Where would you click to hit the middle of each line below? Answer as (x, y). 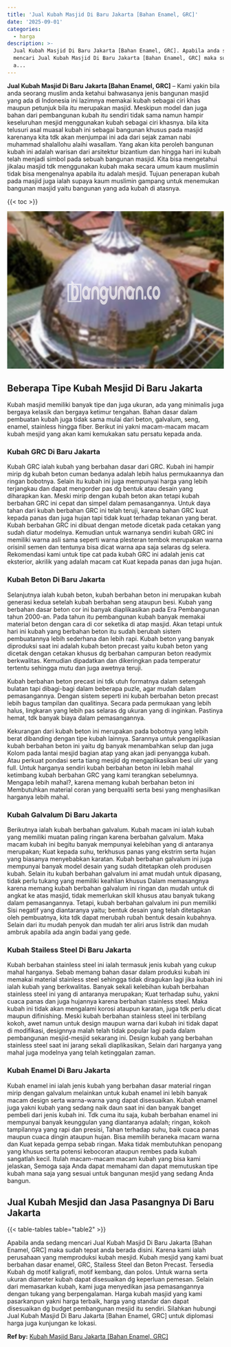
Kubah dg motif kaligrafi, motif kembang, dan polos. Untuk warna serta (108, 1272)
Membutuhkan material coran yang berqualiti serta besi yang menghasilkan (114, 789)
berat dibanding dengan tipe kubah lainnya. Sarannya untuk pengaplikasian (114, 738)
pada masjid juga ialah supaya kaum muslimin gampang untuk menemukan (113, 181)
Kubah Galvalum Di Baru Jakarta (63, 814)
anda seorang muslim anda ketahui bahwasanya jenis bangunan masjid (108, 93)
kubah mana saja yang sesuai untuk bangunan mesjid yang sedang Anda (111, 1173)
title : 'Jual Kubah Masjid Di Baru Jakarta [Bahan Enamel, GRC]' (102, 14)
